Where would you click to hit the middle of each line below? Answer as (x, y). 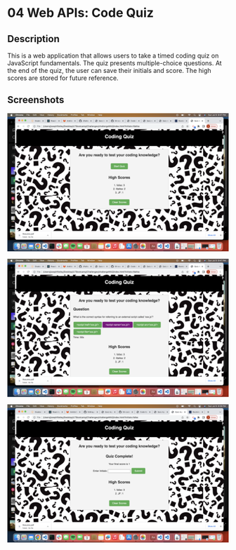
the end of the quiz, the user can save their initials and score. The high (110, 71)
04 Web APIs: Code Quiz (81, 13)
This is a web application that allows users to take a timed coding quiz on (113, 55)
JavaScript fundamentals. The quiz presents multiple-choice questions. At (115, 63)
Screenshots (36, 100)
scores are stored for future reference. (63, 78)
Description (33, 39)
